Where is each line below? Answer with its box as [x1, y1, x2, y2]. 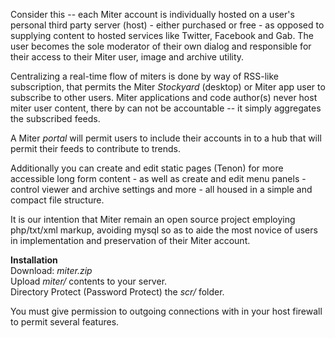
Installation [10, 254, 58, 266]
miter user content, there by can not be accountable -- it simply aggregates [10, 102, 322, 114]
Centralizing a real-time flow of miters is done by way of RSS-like [10, 70, 280, 82]
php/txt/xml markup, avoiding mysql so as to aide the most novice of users [10, 224, 318, 236]
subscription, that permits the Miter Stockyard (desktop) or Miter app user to [10, 81, 326, 93]
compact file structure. [10, 194, 105, 206]
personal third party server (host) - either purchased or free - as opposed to [10, 19, 325, 31]
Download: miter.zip [10, 265, 93, 276]
